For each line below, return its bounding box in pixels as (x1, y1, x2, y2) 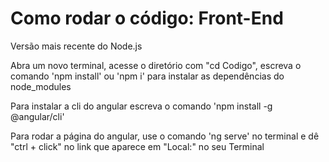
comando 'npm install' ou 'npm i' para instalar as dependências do (10, 70, 285, 82)
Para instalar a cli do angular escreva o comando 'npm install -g (10, 100, 273, 112)
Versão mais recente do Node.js (10, 40, 143, 52)
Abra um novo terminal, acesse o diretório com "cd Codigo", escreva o (10, 59, 302, 71)
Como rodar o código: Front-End (10, 7, 284, 30)
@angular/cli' (10, 110, 65, 122)
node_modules (10, 80, 72, 92)
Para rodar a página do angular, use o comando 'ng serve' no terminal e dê (10, 130, 320, 142)
